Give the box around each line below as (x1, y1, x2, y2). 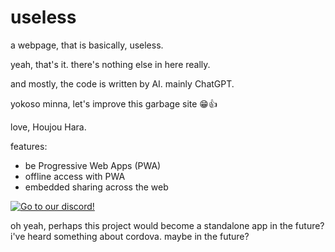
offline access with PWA (24, 170, 126, 182)
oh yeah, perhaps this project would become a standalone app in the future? (10, 219, 325, 231)
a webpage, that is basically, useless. (10, 39, 164, 51)
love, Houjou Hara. (10, 121, 87, 133)
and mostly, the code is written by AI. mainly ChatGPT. (10, 77, 235, 90)
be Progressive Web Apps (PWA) (24, 159, 162, 171)
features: (10, 140, 48, 152)
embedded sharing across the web (24, 181, 169, 193)
